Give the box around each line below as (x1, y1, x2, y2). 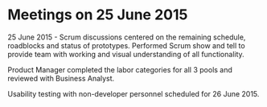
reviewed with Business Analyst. (7, 73, 115, 83)
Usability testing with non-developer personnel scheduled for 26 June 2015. (7, 88, 260, 98)
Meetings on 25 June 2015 (7, 6, 188, 24)
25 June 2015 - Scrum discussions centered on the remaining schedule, (7, 32, 246, 42)
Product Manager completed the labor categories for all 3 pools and (7, 64, 232, 74)
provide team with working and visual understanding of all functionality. (7, 49, 244, 59)
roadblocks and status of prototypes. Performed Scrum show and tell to (7, 40, 246, 50)
